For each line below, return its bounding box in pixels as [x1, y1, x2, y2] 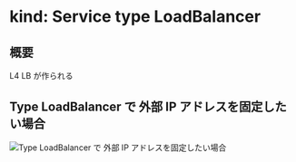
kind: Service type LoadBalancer [9, 6, 261, 27]
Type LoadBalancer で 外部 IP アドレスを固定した [9, 100, 288, 115]
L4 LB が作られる [9, 71, 74, 81]
